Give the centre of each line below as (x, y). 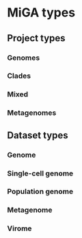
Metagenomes (32, 113)
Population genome (40, 192)
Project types (37, 38)
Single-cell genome (40, 173)
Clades (19, 76)
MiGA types (41, 13)
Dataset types (38, 135)
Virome (19, 228)
